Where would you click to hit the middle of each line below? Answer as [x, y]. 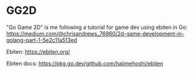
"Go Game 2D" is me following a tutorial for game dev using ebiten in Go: [97, 27]
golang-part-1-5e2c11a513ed [42, 40]
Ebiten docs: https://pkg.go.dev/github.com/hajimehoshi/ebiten [85, 63]
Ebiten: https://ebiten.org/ [38, 51]
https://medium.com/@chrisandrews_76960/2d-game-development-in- [95, 33]
